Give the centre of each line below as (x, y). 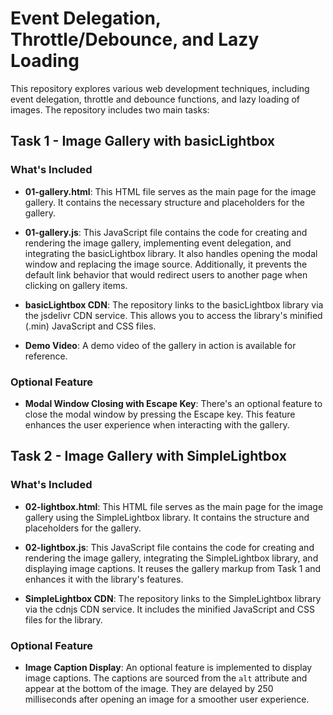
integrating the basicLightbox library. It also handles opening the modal (171, 253)
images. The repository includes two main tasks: (110, 109)
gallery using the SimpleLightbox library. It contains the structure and (167, 517)
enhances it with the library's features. (104, 579)
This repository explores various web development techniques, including (160, 88)
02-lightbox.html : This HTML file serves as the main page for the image (174, 506)
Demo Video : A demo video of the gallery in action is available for (160, 345)
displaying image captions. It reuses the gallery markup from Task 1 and (173, 568)
